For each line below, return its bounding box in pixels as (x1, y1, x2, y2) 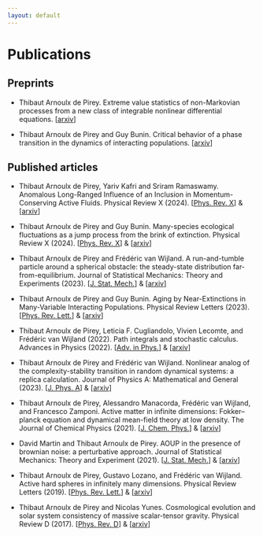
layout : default (7, 11, 61, 20)
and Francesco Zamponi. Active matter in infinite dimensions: (18, 407, 218, 416)
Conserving (18, 198, 57, 208)
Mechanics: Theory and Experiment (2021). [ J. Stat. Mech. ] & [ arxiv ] (18, 456, 241, 465)
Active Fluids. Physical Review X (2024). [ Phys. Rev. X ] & (57, 198, 243, 208)
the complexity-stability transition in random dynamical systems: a (18, 367, 235, 376)
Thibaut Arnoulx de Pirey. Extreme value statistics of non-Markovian (18, 98, 241, 107)
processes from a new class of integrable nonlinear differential (18, 105, 222, 115)
